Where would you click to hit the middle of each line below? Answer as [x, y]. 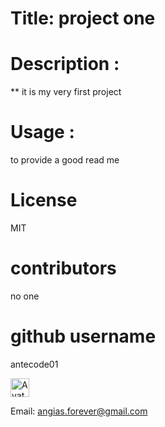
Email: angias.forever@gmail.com [79, 411]
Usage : [42, 132]
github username [83, 336]
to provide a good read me [65, 160]
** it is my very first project [66, 92]
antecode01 [34, 364]
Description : [65, 64]
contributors [63, 268]
